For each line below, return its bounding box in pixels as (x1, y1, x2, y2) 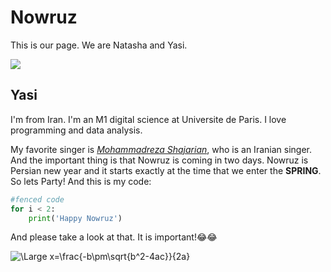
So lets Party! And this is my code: (10, 175, 152, 187)
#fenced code (10, 194, 65, 205)
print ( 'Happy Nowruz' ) (28, 213, 123, 223)
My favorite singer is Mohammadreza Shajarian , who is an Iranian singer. (10, 143, 312, 155)
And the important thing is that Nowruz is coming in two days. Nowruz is (10, 154, 309, 166)
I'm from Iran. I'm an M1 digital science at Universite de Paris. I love (10, 113, 287, 125)
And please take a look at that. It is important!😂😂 (10, 231, 218, 243)
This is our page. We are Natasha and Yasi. (10, 39, 188, 51)
